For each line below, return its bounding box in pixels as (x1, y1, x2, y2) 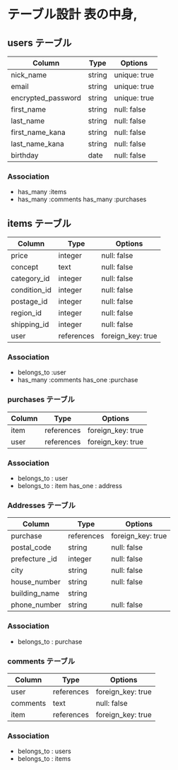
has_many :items (17, 188, 67, 196)
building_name (11, 588, 60, 598)
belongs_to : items (17, 754, 71, 763)
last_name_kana (11, 139, 65, 148)
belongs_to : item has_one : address (17, 482, 122, 490)
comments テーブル (7, 656, 76, 666)
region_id (11, 308, 42, 318)
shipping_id (11, 319, 49, 329)
